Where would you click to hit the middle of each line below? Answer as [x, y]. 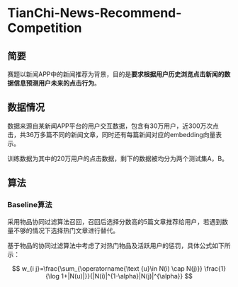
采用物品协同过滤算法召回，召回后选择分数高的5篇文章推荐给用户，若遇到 [115, 221]
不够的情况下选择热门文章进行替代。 [66, 230]
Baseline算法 [30, 205]
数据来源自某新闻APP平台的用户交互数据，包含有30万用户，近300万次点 [113, 126]
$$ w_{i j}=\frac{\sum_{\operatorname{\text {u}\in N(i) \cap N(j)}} [107, 268]
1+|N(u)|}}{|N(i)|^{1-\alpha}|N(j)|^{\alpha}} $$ [127, 276]
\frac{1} [215, 268]
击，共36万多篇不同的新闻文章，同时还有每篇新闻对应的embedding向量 [112, 134]
